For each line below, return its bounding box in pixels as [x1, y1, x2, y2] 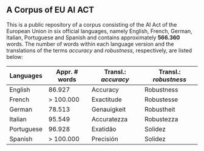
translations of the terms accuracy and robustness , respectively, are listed [6, 47, 192, 54]
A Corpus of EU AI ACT [6, 5, 95, 15]
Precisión [91, 135, 118, 143]
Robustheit [144, 105, 175, 113]
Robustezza [144, 115, 178, 123]
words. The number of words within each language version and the [6, 40, 174, 47]
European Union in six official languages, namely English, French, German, [6, 27, 192, 35]
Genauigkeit [91, 105, 126, 113]
